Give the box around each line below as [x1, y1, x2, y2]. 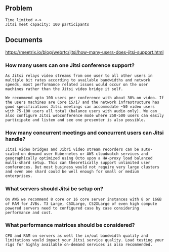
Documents [5, 35, 43, 45]
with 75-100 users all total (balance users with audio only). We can [5, 108, 157, 113]
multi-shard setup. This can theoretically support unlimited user [5, 160, 151, 165]
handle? [5, 135, 26, 142]
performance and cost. [5, 210, 53, 215]
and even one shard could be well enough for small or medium [5, 169, 139, 174]
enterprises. [5, 174, 33, 179]
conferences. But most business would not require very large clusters [5, 164, 159, 170]
